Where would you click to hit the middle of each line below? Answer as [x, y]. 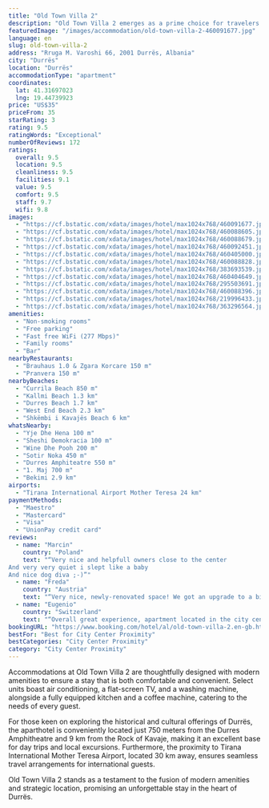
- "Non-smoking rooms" [53, 321]
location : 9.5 [39, 165]
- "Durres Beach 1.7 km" [57, 403]
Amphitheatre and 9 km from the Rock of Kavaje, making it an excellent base [134, 739]
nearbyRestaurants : [41, 359]
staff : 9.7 [34, 202]
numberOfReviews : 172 [44, 142]
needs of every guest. [44, 706]
